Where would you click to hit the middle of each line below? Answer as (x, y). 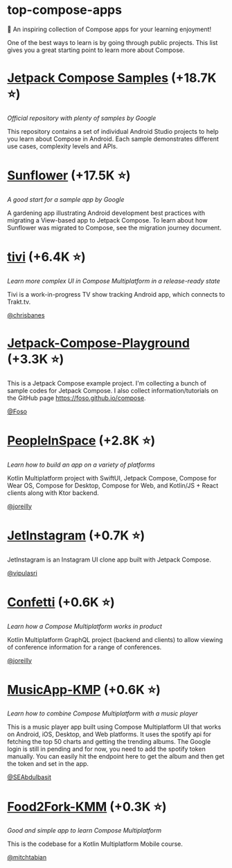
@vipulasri (23, 573)
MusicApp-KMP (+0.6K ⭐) (84, 689)
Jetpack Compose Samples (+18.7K (112, 78)
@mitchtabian (27, 858)
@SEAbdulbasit (29, 777)
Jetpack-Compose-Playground (99, 343)
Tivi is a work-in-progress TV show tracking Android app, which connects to (116, 294)
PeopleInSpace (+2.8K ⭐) (81, 441)
